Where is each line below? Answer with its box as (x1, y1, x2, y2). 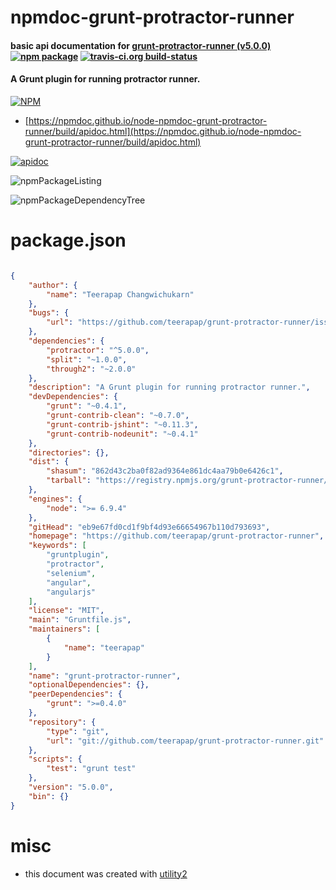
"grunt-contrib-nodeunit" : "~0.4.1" (46, 429, 199, 439)
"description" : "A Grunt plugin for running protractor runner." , (28, 382, 311, 393)
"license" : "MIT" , (28, 606, 105, 616)
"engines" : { (28, 494, 83, 504)
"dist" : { (28, 457, 70, 467)
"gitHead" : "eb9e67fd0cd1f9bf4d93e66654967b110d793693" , (28, 522, 271, 532)
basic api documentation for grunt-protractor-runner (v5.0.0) (10, 39, 272, 51)
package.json (10, 229, 127, 252)
